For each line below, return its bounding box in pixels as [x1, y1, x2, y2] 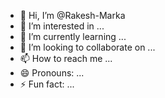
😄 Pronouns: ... [19, 67, 85, 79]
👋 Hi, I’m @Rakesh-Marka [19, 10, 126, 21]
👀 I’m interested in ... [19, 20, 105, 32]
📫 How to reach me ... [19, 53, 113, 64]
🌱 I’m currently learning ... [19, 31, 127, 42]
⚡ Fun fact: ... [19, 78, 75, 90]
